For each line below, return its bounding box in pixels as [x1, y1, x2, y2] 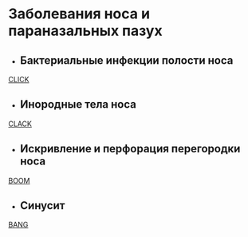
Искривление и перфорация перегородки [19, 142, 241, 156]
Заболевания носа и [8, 5, 150, 23]
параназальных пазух [8, 22, 163, 40]
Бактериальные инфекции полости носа [19, 53, 234, 67]
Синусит [19, 199, 65, 212]
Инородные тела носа [19, 97, 137, 112]
